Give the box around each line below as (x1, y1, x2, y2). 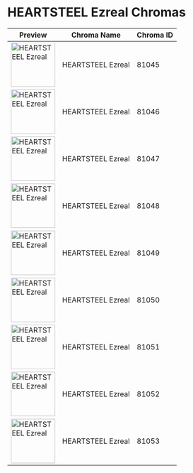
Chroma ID (136, 30, 173, 40)
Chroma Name (71, 30, 122, 40)
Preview (18, 30, 47, 40)
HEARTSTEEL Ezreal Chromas (7, 4, 186, 21)
